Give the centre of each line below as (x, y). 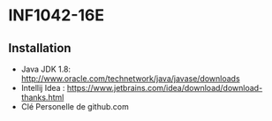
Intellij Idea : (43, 88)
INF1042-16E (57, 15)
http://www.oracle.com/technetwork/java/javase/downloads (130, 79)
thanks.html (42, 97)
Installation (40, 48)
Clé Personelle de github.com (75, 106)
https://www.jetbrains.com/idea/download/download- (165, 88)
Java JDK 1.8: (46, 69)
